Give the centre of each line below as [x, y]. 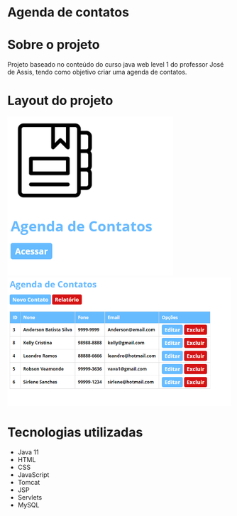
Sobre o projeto [54, 45]
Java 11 [28, 452]
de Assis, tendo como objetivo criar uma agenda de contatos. [97, 72]
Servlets [30, 497]
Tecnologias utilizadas [75, 433]
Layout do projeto [60, 101]
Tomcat [29, 482]
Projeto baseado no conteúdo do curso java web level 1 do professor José [116, 65]
